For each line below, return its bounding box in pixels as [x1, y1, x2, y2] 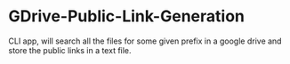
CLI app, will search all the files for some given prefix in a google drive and [8, 36, 282, 46]
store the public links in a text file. [8, 44, 132, 55]
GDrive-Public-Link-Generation [8, 6, 246, 27]
